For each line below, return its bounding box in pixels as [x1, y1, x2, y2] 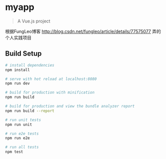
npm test [5, 149, 23, 154]
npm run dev [5, 81, 30, 86]
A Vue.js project [17, 18, 51, 24]
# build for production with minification [5, 90, 95, 95]
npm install [5, 67, 30, 72]
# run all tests [5, 144, 39, 150]
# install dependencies [5, 62, 55, 67]
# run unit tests [5, 117, 41, 122]
